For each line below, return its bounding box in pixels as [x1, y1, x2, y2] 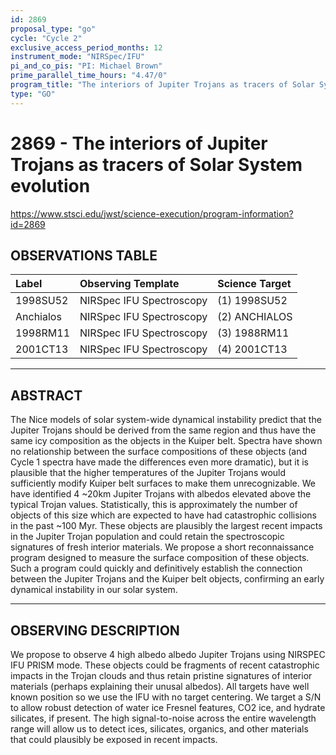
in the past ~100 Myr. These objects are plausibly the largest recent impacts [10, 520, 323, 532]
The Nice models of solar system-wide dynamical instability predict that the [10, 414, 322, 426]
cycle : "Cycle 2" [10, 33, 83, 43]
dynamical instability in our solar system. [10, 584, 178, 596]
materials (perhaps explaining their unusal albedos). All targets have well [10, 681, 310, 692]
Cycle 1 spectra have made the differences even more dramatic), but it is [10, 456, 310, 468]
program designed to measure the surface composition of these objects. [10, 552, 310, 564]
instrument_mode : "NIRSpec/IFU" [10, 52, 145, 62]
